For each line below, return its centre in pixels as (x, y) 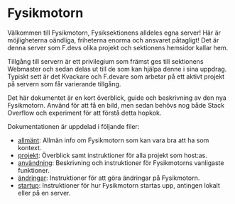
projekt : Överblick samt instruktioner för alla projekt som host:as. (112, 155)
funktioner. (33, 170)
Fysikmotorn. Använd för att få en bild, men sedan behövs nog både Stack (116, 105)
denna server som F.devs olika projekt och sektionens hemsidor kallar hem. (118, 47)
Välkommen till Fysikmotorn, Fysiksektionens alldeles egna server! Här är (114, 33)
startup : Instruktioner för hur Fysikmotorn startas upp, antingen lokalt (119, 185)
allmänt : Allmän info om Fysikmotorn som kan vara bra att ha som (113, 140)
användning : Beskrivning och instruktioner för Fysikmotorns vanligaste (121, 163)
